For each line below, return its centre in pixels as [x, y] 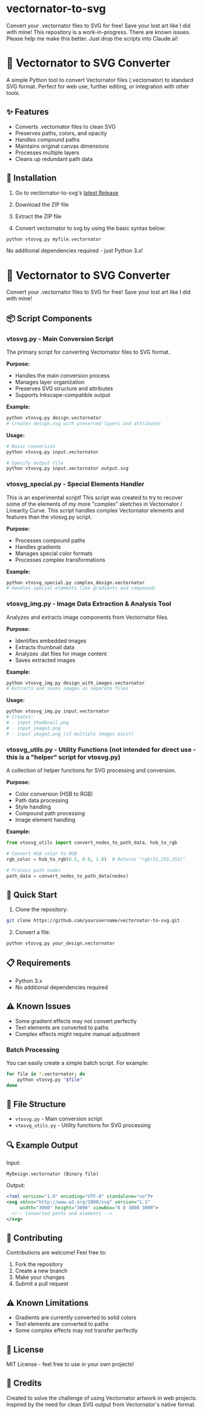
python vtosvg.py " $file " [50, 1080]
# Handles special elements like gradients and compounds [81, 588]
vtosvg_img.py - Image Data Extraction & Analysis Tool [89, 604]
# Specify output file [35, 463]
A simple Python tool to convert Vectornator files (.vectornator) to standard [100, 80]
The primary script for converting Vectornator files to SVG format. [88, 352]
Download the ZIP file [42, 204]
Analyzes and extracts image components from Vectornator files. [88, 617]
